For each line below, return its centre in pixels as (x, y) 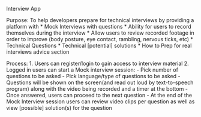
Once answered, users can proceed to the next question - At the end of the (99, 95)
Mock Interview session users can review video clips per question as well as (100, 101)
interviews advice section (38, 52)
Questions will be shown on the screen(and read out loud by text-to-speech (100, 82)
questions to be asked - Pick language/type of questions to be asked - (93, 76)
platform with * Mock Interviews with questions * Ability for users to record (99, 27)
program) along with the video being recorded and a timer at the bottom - (97, 89)
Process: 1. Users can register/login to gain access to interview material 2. (97, 63)
